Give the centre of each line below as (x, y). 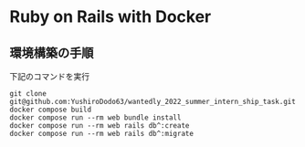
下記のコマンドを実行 (49, 76)
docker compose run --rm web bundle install (95, 118)
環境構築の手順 (52, 52)
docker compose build (51, 110)
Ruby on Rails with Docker (110, 17)
